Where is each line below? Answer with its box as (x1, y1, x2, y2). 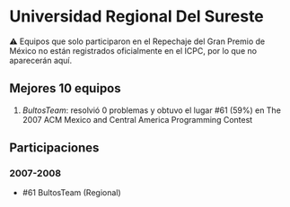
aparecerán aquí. (9, 55, 73, 65)
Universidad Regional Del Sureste (9, 6, 265, 27)
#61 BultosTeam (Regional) (22, 187, 121, 198)
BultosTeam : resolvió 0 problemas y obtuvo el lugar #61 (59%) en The (22, 105, 281, 116)
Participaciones (9, 141, 100, 156)
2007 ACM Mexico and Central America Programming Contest (22, 114, 253, 125)
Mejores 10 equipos (9, 81, 121, 96)
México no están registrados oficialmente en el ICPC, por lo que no (9, 45, 258, 56)
